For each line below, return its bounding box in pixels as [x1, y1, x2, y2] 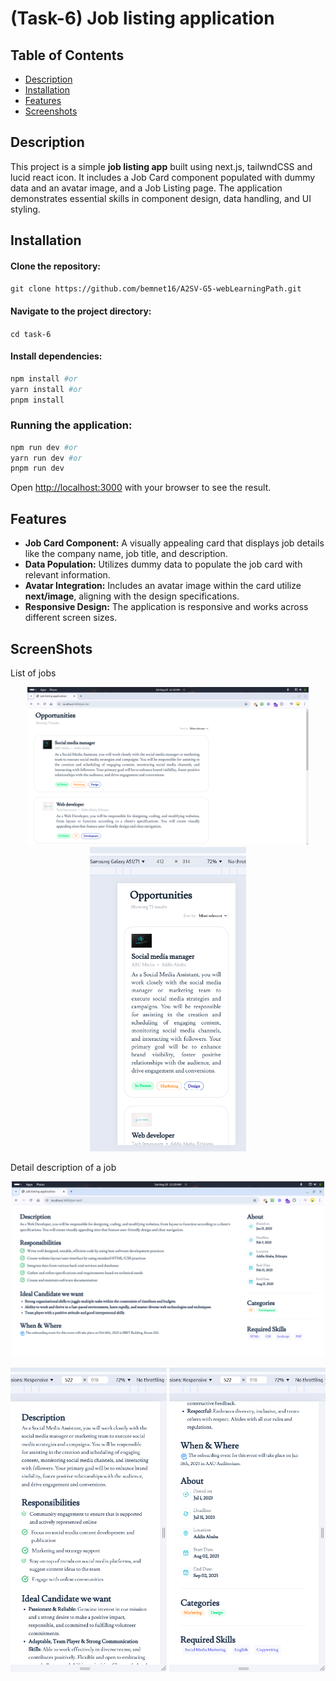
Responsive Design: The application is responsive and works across [24, 601, 309, 613]
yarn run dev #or [10, 453, 83, 463]
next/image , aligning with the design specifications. [24, 590, 240, 602]
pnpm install [10, 395, 65, 405]
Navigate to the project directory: [10, 305, 152, 317]
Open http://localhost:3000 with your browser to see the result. [10, 482, 272, 494]
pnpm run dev [10, 463, 65, 474]
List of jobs [10, 667, 57, 679]
